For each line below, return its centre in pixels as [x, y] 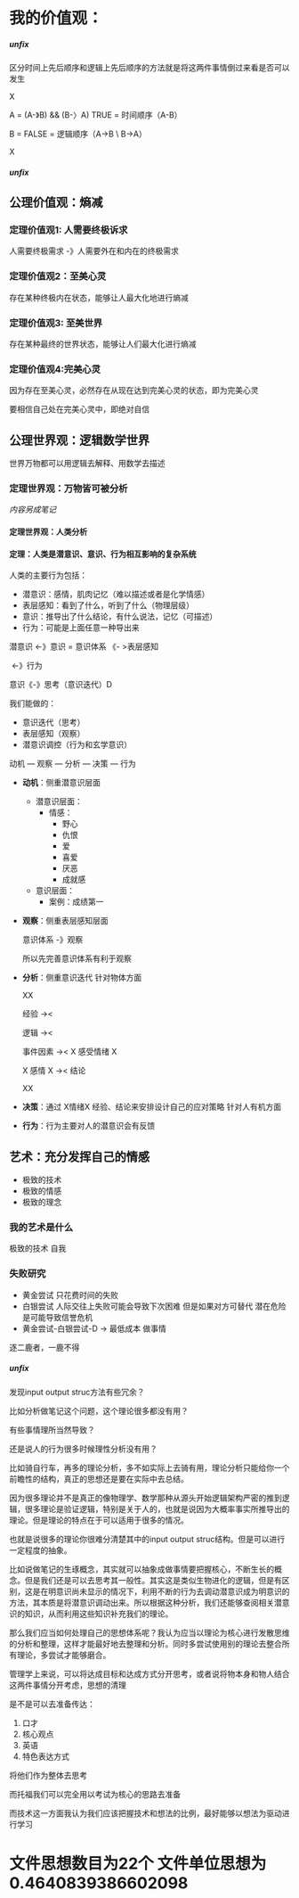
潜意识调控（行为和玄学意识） [77, 744]
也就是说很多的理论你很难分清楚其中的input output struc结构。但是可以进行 [147, 1539]
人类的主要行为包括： [48, 575]
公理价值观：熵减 [56, 203]
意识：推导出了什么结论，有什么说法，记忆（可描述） [120, 617]
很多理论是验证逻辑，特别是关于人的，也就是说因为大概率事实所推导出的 [157, 1508]
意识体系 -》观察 [53, 940]
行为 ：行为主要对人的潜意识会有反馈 [89, 1126]
